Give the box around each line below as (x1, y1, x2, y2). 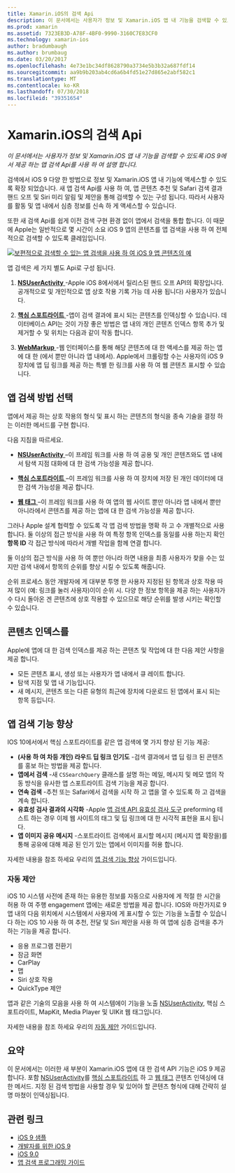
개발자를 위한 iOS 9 (17, 1142, 71, 1151)
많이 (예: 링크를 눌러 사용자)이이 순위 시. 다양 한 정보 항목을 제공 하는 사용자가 (14, 586, 226, 594)
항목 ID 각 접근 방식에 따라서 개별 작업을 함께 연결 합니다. (7, 538, 162, 547)
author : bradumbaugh (7, 43, 68, 50)
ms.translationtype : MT (7, 75, 77, 83)
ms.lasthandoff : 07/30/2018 (7, 88, 90, 95)
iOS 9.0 (17, 1150, 39, 1158)
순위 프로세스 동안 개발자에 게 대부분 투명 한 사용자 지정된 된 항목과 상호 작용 (7, 577, 216, 585)
